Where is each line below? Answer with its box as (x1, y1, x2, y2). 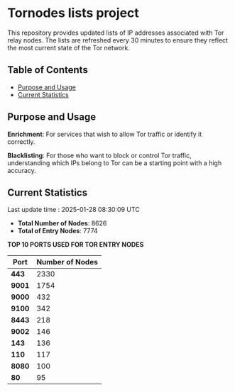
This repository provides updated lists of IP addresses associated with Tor (7, 28, 224, 37)
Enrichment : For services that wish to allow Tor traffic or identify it (7, 130, 202, 138)
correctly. (7, 137, 35, 146)
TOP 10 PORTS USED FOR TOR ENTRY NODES (7, 240, 144, 249)
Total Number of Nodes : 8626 (17, 219, 107, 228)
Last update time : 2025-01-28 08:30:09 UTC (7, 206, 140, 214)
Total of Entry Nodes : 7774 (17, 227, 98, 235)
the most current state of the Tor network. (7, 43, 130, 52)
